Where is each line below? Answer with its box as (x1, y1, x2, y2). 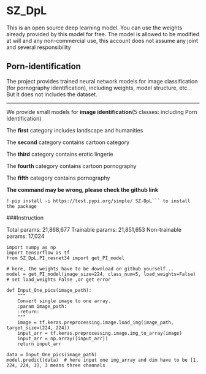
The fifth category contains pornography (6, 174, 110, 181)
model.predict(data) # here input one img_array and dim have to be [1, (6, 357, 199, 363)
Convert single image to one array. (17, 298, 112, 304)
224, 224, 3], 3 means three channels (6, 362, 105, 368)
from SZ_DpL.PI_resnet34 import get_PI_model (6, 255, 124, 261)
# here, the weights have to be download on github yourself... (6, 265, 174, 272)
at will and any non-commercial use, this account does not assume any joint (6, 37, 198, 44)
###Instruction (6, 214, 44, 221)
